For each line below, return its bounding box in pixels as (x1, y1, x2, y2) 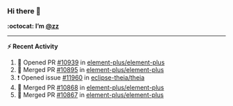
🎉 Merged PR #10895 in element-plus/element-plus (17, 66, 164, 74)
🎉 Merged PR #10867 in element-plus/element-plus (17, 91, 164, 99)
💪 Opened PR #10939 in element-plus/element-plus (17, 58, 165, 67)
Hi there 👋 (7, 6, 42, 16)
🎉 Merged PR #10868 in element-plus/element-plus (17, 83, 164, 92)
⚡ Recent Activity (7, 42, 58, 51)
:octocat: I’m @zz (7, 22, 59, 30)
